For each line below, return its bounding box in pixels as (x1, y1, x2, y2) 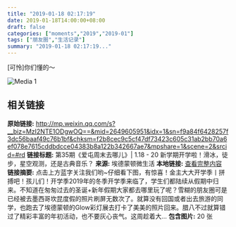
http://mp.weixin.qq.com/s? (35, 119, 116, 127)
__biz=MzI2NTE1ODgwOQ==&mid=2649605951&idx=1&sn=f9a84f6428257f (7, 127, 229, 136)
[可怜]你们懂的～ (7, 63, 56, 71)
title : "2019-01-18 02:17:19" (7, 10, 97, 18)
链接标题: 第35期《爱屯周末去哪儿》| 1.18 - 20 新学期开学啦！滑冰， (27, 150, 222, 159)
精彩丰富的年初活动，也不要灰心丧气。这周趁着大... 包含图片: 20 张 (19, 212, 213, 220)
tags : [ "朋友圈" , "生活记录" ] (7, 37, 86, 44)
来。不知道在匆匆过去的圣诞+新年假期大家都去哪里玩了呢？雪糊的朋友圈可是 (7, 186, 228, 194)
